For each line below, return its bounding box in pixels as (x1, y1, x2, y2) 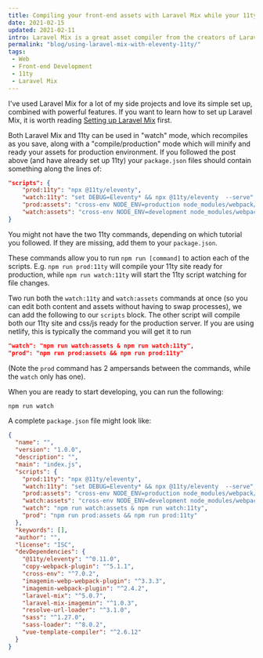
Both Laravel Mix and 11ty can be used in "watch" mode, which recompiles (8, 130, 248, 140)
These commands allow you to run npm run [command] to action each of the (8, 253, 250, 263)
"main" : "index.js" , (15, 460, 82, 468)
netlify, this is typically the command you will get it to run (8, 326, 192, 336)
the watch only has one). (8, 372, 86, 381)
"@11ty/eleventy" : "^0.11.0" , (22, 555, 121, 563)
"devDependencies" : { (15, 548, 86, 556)
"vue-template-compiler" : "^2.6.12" (22, 628, 142, 636)
